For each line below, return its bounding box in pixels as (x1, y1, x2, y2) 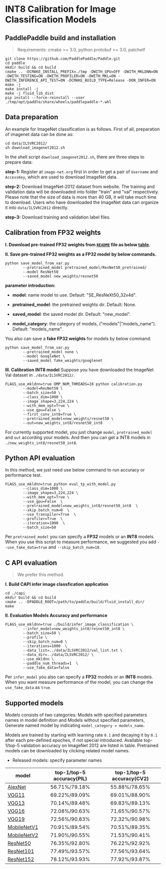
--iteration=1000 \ (23, 521, 65, 526)
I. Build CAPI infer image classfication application (5, 581, 109, 587)
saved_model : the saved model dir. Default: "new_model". (12, 311, 131, 317)
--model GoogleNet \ (23, 353, 65, 359)
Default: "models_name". (12, 326, 63, 332)
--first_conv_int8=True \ (23, 412, 77, 417)
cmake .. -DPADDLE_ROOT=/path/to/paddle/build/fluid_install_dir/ (5, 600, 145, 605)
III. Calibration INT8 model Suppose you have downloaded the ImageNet (5, 367, 154, 373)
